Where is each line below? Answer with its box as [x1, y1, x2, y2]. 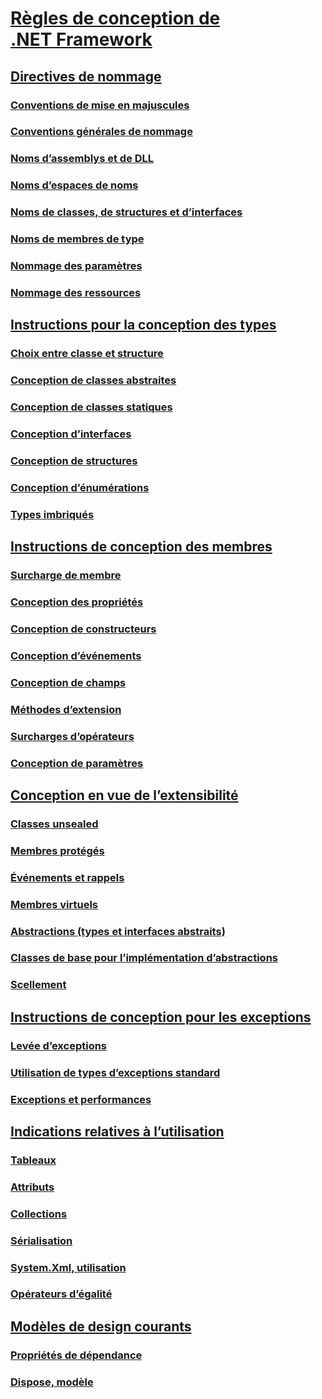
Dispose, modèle [10, 1375, 94, 1389]
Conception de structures [10, 453, 138, 467]
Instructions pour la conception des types [10, 317, 277, 334]
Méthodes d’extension [10, 702, 122, 716]
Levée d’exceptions [10, 1038, 108, 1052]
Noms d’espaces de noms [10, 178, 139, 192]
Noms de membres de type [10, 232, 145, 246]
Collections [10, 1207, 68, 1221]
